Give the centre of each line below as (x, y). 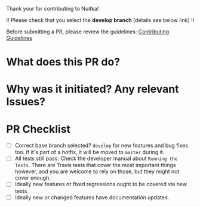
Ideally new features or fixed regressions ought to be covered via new (101, 184)
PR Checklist (38, 129)
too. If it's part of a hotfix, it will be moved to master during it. (90, 152)
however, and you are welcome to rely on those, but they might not (97, 171)
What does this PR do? (63, 62)
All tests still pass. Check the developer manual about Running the (96, 159)
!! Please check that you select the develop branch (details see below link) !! (100, 20)
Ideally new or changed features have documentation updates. (92, 197)
